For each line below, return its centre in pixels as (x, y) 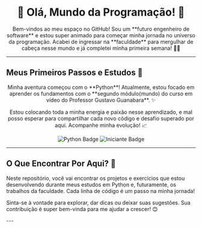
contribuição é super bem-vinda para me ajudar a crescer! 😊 (82, 209)
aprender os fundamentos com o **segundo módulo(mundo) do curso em (101, 93)
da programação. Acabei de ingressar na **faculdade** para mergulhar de (101, 42)
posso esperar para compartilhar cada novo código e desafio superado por (101, 118)
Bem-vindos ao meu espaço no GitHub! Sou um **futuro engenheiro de (101, 29)
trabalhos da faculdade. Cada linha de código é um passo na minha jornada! (101, 191)
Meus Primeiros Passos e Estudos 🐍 (75, 72)
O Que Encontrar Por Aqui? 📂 (61, 164)
